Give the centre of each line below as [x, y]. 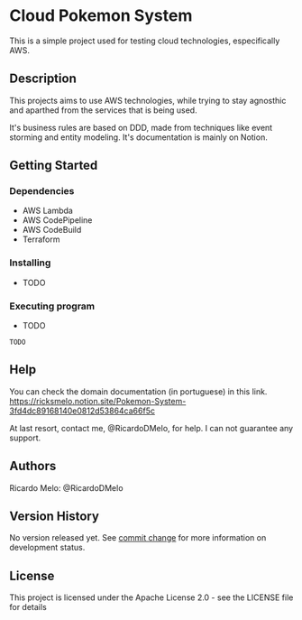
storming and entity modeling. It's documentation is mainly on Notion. [138, 137]
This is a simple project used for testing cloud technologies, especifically [145, 41]
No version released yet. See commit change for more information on [138, 538]
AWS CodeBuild [52, 230]
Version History [54, 517]
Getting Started [54, 166]
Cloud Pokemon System [101, 16]
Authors [33, 466]
